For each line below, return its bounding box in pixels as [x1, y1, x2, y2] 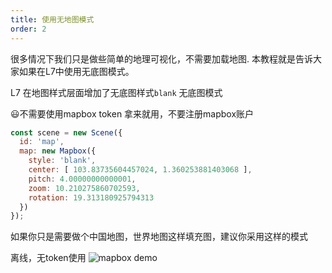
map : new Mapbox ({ [19, 146, 97, 156]
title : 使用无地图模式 [10, 14, 95, 25]
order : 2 [10, 24, 47, 34]
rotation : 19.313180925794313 [28, 192, 155, 203]
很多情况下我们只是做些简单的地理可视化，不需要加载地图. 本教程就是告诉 [10, 52, 313, 65]
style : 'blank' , [28, 156, 97, 166]
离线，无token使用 [10, 252, 87, 264]
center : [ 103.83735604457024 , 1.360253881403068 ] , [28, 165, 253, 175]
